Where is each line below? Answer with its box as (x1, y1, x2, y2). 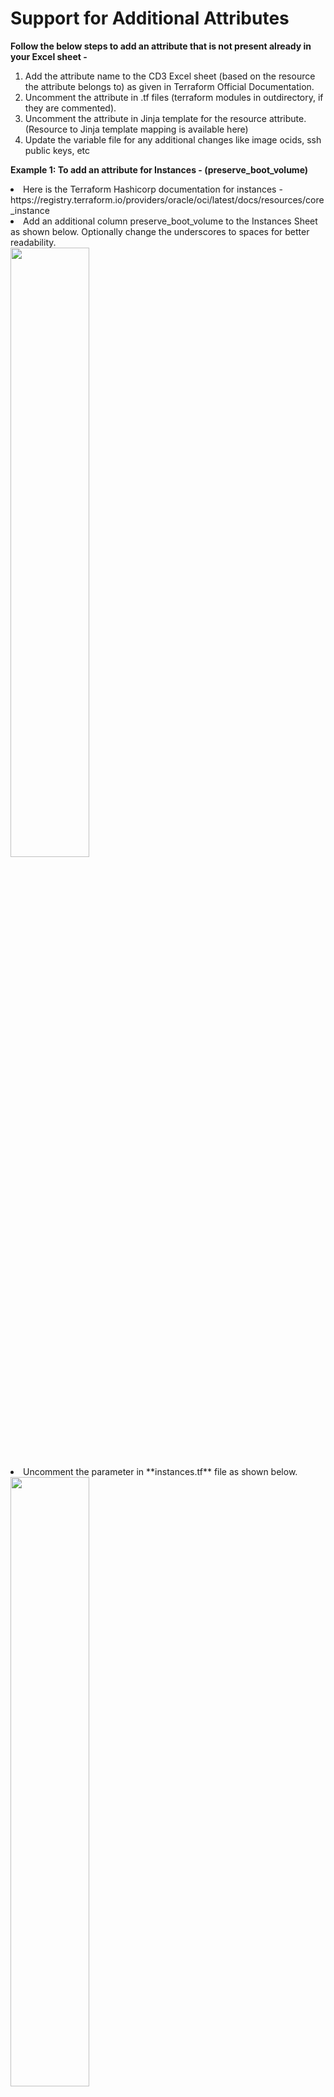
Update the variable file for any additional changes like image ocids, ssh (24, 133, 322, 146)
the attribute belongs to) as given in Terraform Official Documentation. (24, 80, 315, 92)
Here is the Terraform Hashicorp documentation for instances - (23, 183, 283, 195)
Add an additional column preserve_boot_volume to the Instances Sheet (23, 215, 318, 227)
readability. (10, 236, 57, 248)
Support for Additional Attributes (10, 7, 290, 30)
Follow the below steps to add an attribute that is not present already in (10, 40, 312, 52)
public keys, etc (24, 144, 91, 156)
